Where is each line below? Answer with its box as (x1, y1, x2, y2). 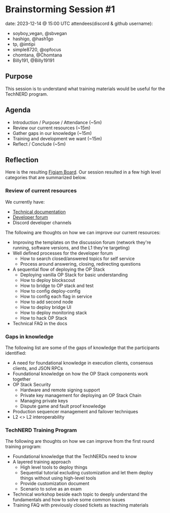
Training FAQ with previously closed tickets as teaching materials (12, 502, 149, 508)
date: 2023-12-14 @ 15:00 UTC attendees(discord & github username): (5, 20, 153, 26)
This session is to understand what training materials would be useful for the (5, 85, 165, 92)
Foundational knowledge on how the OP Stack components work (12, 370, 149, 377)
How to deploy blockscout (20, 277, 75, 283)
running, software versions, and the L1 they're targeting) (12, 244, 130, 250)
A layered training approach (12, 459, 71, 465)
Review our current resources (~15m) (12, 125, 91, 131)
